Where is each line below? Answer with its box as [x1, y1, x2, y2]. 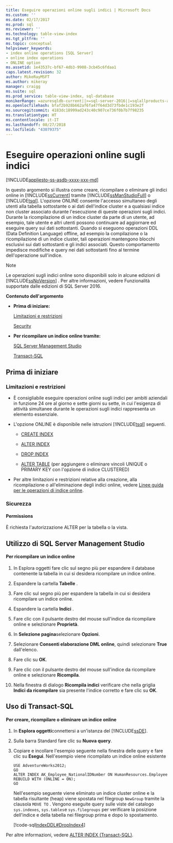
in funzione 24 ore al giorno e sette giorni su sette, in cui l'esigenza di [13, 400, 161, 406]
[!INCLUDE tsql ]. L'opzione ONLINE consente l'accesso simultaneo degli [6, 198, 157, 204]
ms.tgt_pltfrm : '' [6, 36, 45, 42]
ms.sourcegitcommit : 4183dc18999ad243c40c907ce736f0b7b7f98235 [6, 108, 144, 113]
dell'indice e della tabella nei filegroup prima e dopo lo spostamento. [13, 812, 159, 818]
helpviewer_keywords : [6, 46, 52, 51]
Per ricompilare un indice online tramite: [13, 333, 101, 339]
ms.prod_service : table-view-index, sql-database [6, 93, 114, 99]
